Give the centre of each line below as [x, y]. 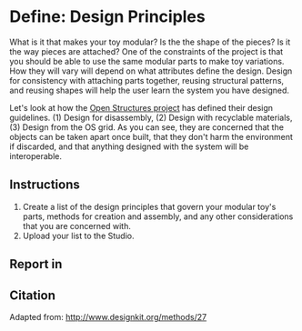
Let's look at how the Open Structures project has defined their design [141, 107]
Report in [36, 264]
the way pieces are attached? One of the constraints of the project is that [146, 51]
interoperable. [35, 155]
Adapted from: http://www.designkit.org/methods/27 [108, 316]
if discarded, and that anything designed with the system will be [129, 146]
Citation [33, 295]
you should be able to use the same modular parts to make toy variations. [147, 61]
